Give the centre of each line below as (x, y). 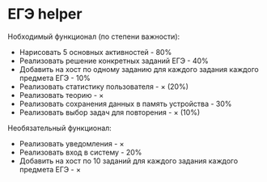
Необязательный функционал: (60, 128)
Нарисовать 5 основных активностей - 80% (95, 52)
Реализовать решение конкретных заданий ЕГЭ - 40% (114, 61)
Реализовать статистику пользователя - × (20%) (104, 87)
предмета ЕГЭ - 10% (55, 78)
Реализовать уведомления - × (72, 143)
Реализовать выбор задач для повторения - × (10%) (109, 112)
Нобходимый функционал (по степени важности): (94, 36)
